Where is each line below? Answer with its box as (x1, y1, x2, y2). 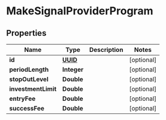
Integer (62, 66, 84, 73)
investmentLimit (9, 85, 57, 93)
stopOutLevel (9, 75, 49, 83)
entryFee (9, 94, 36, 103)
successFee (9, 104, 45, 112)
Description (89, 46, 124, 54)
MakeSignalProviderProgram (6, 4, 154, 18)
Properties (6, 28, 47, 38)
